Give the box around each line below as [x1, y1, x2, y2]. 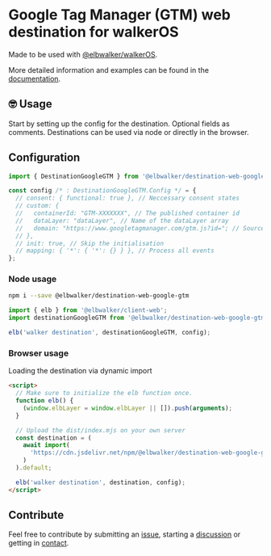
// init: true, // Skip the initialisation [15, 239, 164, 247]
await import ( [23, 441, 70, 449]
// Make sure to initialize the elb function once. [15, 390, 194, 398]
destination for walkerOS [8, 23, 179, 41]
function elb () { [15, 397, 74, 405]
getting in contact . [8, 538, 69, 548]
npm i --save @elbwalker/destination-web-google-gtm [8, 292, 190, 300]
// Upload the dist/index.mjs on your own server [15, 426, 186, 434]
